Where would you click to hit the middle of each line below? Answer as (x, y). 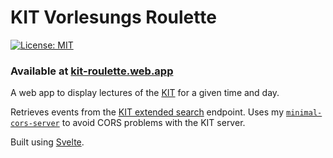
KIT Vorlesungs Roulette (113, 17)
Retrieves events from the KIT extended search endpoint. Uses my (147, 112)
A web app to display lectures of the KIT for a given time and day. (145, 93)
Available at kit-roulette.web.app (92, 71)
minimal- (304, 113)
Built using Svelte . (47, 142)
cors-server (35, 124)
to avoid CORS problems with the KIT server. (153, 123)
